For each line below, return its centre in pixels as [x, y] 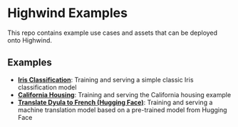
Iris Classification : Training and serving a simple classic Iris [105, 79]
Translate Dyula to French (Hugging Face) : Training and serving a [115, 102]
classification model [47, 87]
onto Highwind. [30, 40]
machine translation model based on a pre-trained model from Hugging [122, 110]
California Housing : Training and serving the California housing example [124, 94]
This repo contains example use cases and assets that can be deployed [113, 33]
